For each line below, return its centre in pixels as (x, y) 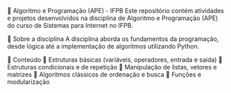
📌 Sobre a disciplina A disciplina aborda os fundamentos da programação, (113, 39)
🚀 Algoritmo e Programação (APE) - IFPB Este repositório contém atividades (115, 11)
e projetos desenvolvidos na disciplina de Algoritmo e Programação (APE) (113, 18)
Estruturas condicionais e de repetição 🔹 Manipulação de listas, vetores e (112, 67)
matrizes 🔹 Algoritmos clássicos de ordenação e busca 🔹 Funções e (104, 74)
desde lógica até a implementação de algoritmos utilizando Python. (103, 46)
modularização (28, 82)
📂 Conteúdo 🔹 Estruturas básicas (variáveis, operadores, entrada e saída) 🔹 (115, 60)
